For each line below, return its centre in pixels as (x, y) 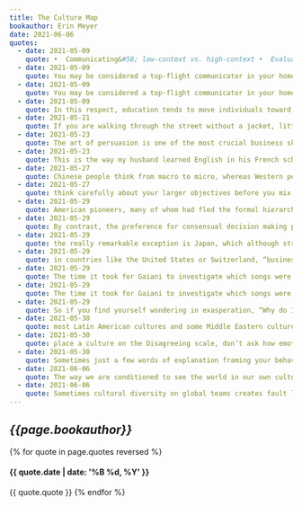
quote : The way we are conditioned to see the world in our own (148, 377)
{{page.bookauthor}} (71, 430)
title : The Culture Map (54, 18)
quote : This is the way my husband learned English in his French (152, 160)
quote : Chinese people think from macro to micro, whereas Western (154, 176)
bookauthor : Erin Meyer (54, 26)
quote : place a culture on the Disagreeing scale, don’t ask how (151, 343)
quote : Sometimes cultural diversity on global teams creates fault (156, 394)
